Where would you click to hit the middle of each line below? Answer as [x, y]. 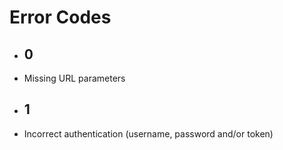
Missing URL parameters [74, 78]
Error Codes [60, 17]
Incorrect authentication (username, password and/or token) [148, 133]
